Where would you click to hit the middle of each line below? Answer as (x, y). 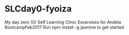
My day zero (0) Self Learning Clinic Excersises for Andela (63, 22)
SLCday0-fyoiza (38, 9)
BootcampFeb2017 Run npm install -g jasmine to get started (64, 27)
